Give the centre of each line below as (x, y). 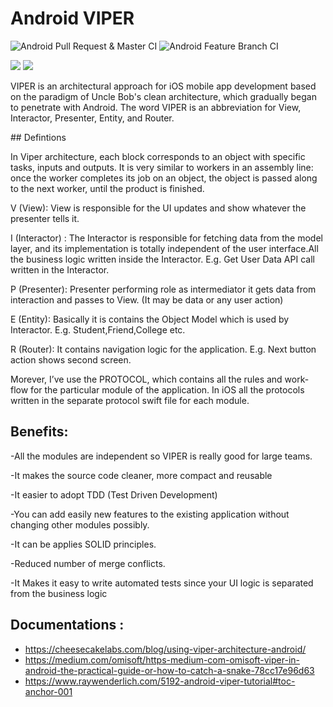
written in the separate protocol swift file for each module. (130, 400)
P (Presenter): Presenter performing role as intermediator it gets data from (163, 289)
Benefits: (39, 432)
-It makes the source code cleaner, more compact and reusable (141, 475)
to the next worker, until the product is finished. (107, 188)
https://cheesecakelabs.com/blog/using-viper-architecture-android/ (165, 649)
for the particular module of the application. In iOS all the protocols (167, 389)
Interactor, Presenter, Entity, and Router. (92, 118)
